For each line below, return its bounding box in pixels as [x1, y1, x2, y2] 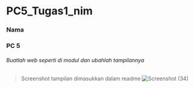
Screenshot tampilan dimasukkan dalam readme [20, 75, 141, 82]
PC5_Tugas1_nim [6, 4, 93, 18]
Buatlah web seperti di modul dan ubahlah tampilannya [6, 56, 145, 63]
